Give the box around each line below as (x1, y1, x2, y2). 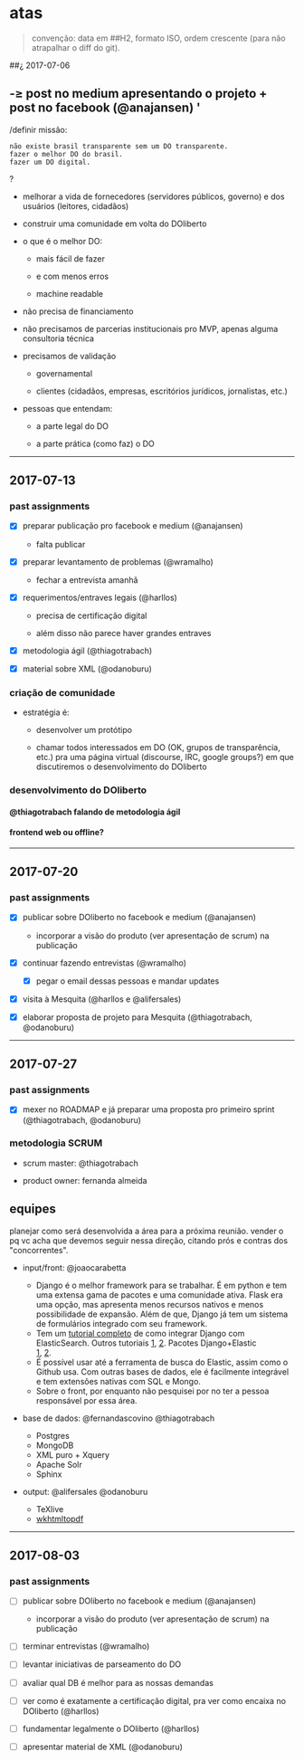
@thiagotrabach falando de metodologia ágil (9, 806, 181, 817)
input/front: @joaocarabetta (22, 1261, 127, 1273)
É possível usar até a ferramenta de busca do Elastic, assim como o (35, 1356, 289, 1367)
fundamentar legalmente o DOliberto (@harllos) (22, 1723, 200, 1734)
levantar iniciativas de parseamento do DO (22, 1659, 182, 1670)
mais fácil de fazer (35, 252, 106, 264)
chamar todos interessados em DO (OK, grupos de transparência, (35, 742, 280, 753)
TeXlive (35, 1503, 64, 1514)
